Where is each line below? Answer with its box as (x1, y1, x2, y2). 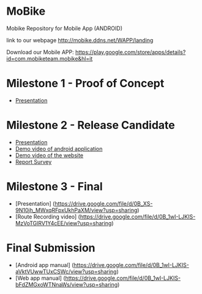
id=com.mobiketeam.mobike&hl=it (6, 55, 93, 62)
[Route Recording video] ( (15, 213, 81, 220)
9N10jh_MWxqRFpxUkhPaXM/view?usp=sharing (15, 206, 138, 214)
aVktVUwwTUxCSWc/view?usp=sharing (15, 268, 117, 275)
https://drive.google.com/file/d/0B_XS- (54, 199, 153, 207)
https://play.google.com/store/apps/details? (75, 48, 186, 56)
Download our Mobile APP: (6, 48, 75, 56)
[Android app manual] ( (15, 261, 74, 268)
